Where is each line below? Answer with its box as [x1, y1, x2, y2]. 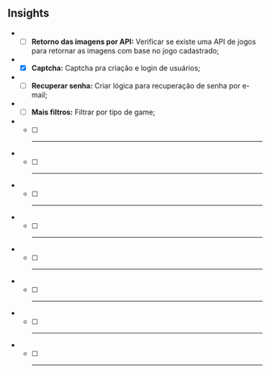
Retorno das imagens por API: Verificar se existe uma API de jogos [31, 37, 256, 46]
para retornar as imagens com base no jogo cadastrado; [31, 45, 219, 55]
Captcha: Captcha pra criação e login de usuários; [31, 62, 201, 72]
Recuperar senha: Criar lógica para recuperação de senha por [31, 80, 240, 90]
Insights [7, 6, 50, 20]
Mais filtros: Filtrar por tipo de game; [31, 107, 155, 117]
